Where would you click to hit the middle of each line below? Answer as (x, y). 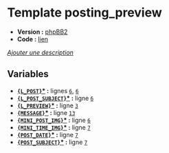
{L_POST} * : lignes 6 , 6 (48, 90)
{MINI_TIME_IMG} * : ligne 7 (54, 127)
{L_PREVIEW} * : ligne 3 (48, 105)
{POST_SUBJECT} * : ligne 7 (52, 142)
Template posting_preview (85, 13)
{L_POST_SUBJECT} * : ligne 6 (55, 98)
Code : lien (33, 39)
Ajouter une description (41, 52)
